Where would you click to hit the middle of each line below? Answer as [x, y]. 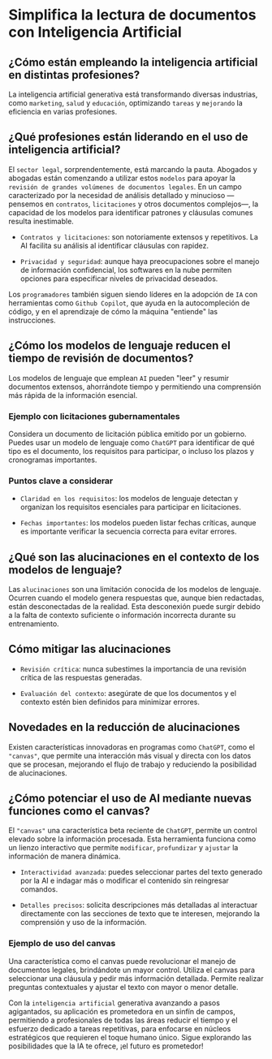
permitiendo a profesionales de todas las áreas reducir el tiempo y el [123, 1020]
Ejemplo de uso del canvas [62, 944]
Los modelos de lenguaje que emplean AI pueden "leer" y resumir [119, 378]
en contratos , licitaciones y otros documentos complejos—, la [152, 204]
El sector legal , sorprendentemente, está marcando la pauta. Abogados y [133, 169]
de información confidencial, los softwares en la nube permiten [126, 270]
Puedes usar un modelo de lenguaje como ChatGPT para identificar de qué [132, 442]
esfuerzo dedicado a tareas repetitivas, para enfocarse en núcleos [120, 1028]
